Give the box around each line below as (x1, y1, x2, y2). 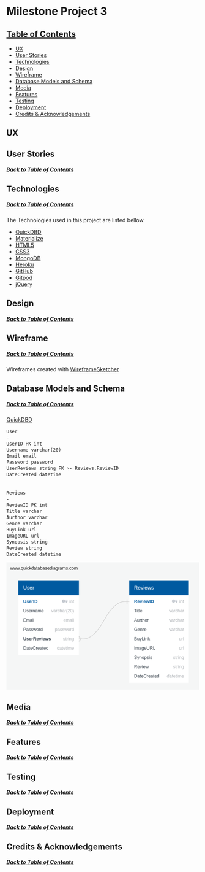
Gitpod (15, 274, 32, 281)
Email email (6, 453, 37, 460)
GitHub (15, 267, 34, 274)
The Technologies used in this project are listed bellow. (6, 216, 145, 223)
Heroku (15, 261, 34, 268)
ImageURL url (6, 533, 40, 539)
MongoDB (15, 254, 41, 261)
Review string (6, 545, 43, 552)
